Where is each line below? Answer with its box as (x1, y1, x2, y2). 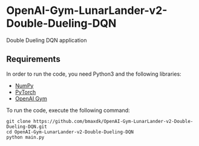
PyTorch (15, 88, 36, 96)
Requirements (6, 54, 60, 64)
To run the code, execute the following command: (6, 107, 130, 114)
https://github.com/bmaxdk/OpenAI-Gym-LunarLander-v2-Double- (33, 118, 194, 124)
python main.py (6, 134, 45, 140)
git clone (6, 118, 31, 124)
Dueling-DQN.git (6, 124, 47, 130)
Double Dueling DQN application (6, 36, 87, 44)
